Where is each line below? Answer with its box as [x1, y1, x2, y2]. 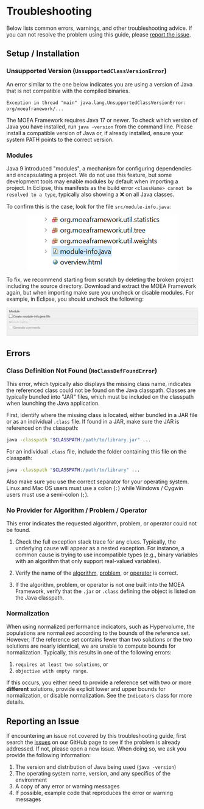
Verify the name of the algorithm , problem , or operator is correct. [15, 569, 178, 576]
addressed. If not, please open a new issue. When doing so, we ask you [6, 745, 187, 752]
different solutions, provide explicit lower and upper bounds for [6, 685, 166, 693]
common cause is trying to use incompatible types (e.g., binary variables [15, 551, 199, 558]
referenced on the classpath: [6, 424, 79, 432]
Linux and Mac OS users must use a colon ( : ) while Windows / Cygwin [6, 484, 184, 491]
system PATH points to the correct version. [6, 136, 114, 143]
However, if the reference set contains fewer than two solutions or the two [6, 636, 193, 643]
